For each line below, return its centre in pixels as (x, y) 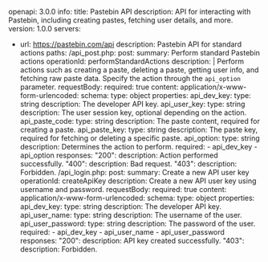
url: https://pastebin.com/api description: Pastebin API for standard (131, 44)
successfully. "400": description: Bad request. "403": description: (128, 164)
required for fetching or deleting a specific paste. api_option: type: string (140, 138)
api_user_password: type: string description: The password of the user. (138, 223)
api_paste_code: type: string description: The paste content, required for (140, 121)
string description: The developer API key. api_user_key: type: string (132, 104)
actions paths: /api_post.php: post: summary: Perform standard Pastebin (140, 53)
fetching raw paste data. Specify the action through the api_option (130, 78)
